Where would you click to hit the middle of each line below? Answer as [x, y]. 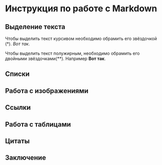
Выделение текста [35, 27]
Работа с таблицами [38, 124]
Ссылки [18, 108]
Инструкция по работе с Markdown [81, 9]
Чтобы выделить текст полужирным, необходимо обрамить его [72, 53]
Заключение [26, 158]
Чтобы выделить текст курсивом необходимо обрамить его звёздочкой [81, 38]
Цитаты [17, 141]
